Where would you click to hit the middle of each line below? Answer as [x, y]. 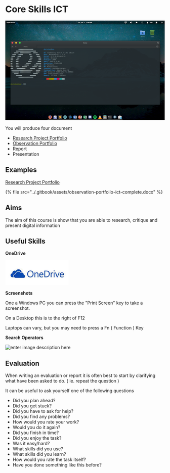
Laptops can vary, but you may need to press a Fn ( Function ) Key [74, 328]
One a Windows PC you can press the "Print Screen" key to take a [74, 303]
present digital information [33, 225]
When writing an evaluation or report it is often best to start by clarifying [80, 375]
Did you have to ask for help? [43, 411]
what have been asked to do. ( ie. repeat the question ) [62, 381]
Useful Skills [25, 241]
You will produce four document [39, 128]
